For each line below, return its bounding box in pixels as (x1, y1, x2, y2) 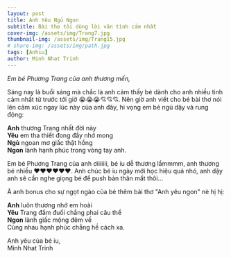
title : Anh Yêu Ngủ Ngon (7, 17, 79, 24)
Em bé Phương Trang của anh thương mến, (7, 74, 130, 83)
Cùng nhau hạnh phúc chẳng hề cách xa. (7, 223, 125, 231)
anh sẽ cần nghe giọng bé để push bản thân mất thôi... (7, 174, 164, 182)
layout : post (7, 10, 45, 17)
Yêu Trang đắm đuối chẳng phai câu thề (7, 208, 122, 216)
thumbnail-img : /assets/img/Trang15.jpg (7, 36, 126, 43)
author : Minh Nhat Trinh (7, 55, 79, 62)
